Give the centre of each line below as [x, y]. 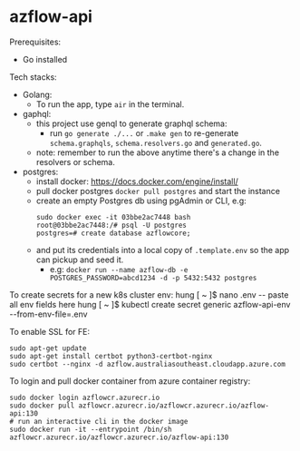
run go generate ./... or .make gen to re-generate [144, 132]
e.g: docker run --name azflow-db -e [119, 269]
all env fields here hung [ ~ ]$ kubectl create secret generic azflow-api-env [150, 304]
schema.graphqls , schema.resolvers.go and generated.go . [156, 142]
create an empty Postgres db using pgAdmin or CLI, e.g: [141, 201]
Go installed [45, 59]
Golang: [37, 94]
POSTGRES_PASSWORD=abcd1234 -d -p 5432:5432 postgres [153, 278]
